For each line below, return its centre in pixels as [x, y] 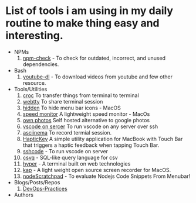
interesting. [35, 36]
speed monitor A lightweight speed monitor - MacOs [86, 114]
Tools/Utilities [31, 89]
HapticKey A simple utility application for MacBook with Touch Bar [103, 139]
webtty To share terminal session [63, 101]
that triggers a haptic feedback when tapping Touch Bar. [91, 145]
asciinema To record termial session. [67, 132]
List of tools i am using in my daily [89, 11]
